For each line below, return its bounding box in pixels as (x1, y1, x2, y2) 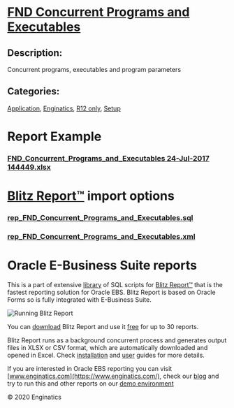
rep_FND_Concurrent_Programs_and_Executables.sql (7, 213, 193, 223)
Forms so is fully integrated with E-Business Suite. (7, 295, 152, 304)
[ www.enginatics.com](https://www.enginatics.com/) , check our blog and (7, 372, 219, 380)
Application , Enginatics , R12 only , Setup (7, 104, 121, 112)
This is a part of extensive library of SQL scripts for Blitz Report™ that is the (7, 280, 224, 289)
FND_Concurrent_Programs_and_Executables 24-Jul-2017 (7, 153, 210, 163)
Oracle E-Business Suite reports (7, 258, 198, 273)
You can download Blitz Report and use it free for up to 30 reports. (7, 322, 199, 330)
